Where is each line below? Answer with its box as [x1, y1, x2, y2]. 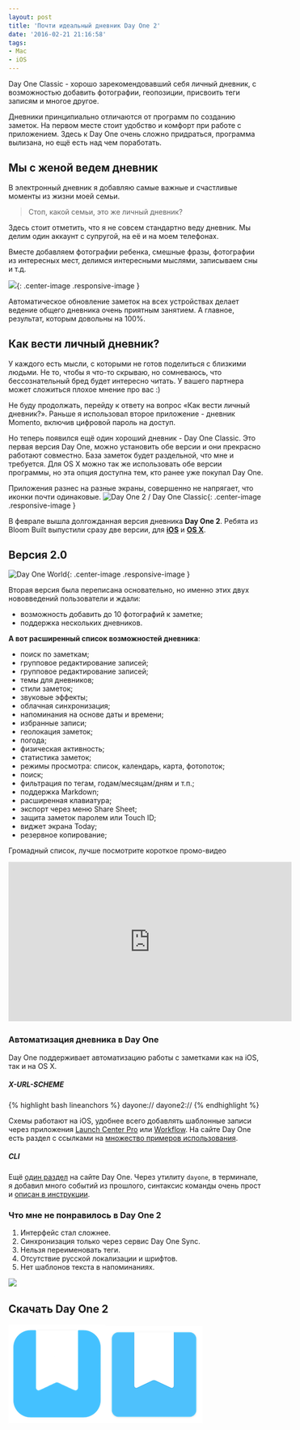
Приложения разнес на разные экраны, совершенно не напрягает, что [8, 483, 254, 493]
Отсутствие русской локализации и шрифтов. [19, 1253, 178, 1263]
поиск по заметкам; [19, 649, 90, 659]
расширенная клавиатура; [19, 796, 112, 806]
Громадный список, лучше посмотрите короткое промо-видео [8, 846, 226, 856]
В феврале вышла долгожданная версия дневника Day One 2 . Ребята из [8, 516, 259, 526]
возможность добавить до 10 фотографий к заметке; [19, 610, 204, 619]
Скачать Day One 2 [8, 1302, 109, 1316]
